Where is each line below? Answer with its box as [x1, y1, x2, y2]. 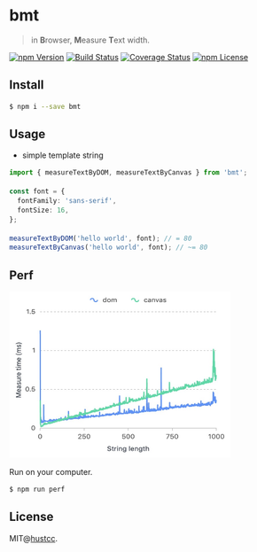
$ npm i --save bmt [9, 102, 82, 111]
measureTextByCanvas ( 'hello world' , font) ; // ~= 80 [9, 243, 208, 253]
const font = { [9, 187, 66, 196]
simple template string [21, 150, 104, 160]
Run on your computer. [9, 467, 93, 478]
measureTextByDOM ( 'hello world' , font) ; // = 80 [9, 234, 192, 243]
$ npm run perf [9, 485, 66, 494]
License [9, 509, 54, 525]
